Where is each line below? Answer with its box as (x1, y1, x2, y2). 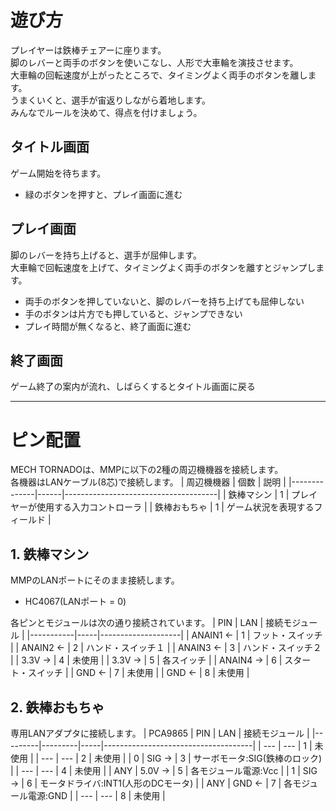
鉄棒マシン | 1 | (228, 489, 290, 501)
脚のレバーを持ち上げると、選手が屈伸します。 (10, 249, 203, 261)
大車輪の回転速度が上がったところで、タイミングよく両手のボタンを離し (10, 69, 308, 81)
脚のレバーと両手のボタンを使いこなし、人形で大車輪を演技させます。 (10, 56, 299, 68)
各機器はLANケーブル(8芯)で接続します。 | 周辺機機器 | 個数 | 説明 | (10, 476, 287, 488)
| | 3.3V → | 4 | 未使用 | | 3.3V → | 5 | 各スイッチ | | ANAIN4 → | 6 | (10, 654, 283, 666)
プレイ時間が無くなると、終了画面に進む (24, 320, 192, 332)
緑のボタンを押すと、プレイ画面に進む (24, 188, 183, 200)
